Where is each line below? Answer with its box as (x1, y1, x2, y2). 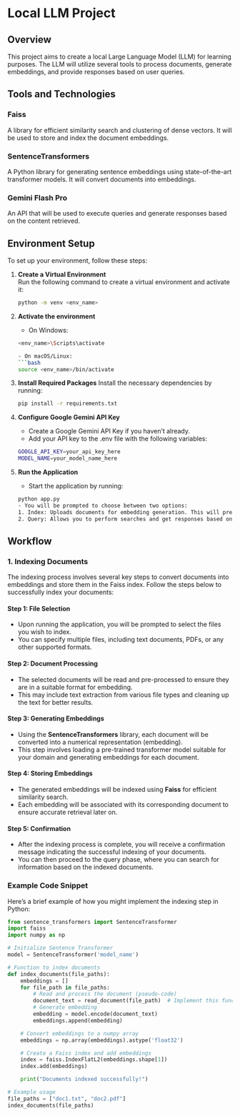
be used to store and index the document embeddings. (7, 134, 169, 142)
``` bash (17, 359, 41, 366)
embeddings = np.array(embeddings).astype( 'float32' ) (20, 1037, 184, 1044)
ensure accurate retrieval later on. (17, 808, 118, 817)
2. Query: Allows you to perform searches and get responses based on (17, 516, 233, 523)
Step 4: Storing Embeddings (7, 769, 93, 778)
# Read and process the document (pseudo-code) (33, 990, 177, 997)
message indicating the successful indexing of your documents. (17, 848, 206, 856)
